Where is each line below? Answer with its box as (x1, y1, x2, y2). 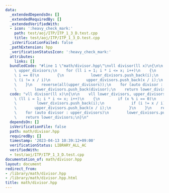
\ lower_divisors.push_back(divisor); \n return (14, 86, 138, 92)
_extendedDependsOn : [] (10, 12, 59, 17)
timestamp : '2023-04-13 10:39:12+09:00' (10, 138, 96, 143)
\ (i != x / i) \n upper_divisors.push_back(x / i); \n (14, 77, 163, 82)
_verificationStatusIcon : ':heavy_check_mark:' (10, 49, 112, 54)
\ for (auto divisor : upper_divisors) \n (14, 110, 109, 116)
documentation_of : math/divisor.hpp (5, 157, 82, 162)
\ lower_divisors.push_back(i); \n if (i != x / (14, 101, 158, 106)
